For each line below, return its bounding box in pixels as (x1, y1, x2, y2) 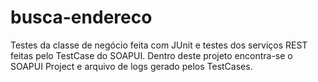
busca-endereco (10, 6, 153, 29)
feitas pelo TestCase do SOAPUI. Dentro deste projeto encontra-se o (10, 49, 293, 61)
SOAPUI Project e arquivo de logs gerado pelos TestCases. (10, 60, 253, 72)
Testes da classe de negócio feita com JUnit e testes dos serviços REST (10, 39, 308, 51)
